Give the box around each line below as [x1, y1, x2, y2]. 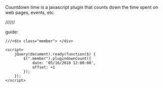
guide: [5, 29, 19, 34]
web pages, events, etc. [5, 9, 55, 15]
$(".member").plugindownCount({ [23, 56, 92, 61]
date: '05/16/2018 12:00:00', [32, 60, 96, 65]
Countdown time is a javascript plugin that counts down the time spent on [5, 4, 158, 10]
